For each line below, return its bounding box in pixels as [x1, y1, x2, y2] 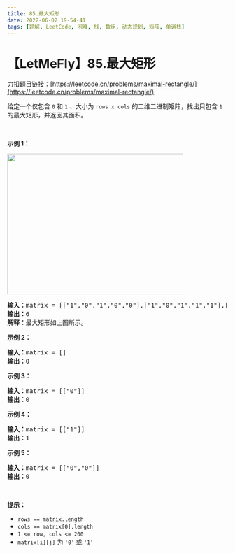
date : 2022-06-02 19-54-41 [7, 17, 86, 24]
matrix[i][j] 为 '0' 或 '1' [17, 538, 94, 546]
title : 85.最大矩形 [7, 10, 60, 17]
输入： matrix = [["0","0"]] [7, 464, 100, 472]
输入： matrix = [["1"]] [7, 426, 85, 433]
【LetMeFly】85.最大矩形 [7, 55, 156, 71]
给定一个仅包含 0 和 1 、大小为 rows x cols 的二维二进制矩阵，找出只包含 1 [7, 102, 222, 110]
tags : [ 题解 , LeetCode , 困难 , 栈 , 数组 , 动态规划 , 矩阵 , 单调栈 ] [7, 23, 185, 30]
